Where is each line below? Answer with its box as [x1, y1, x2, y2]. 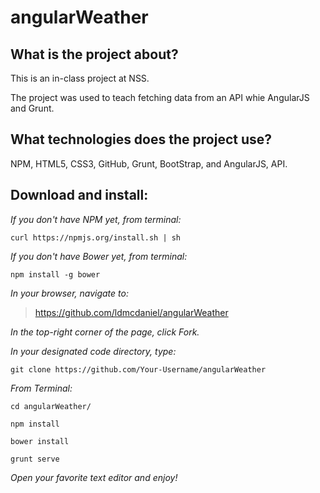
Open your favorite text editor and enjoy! [10, 471, 178, 483]
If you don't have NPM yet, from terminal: [10, 213, 182, 225]
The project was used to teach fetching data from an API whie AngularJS [10, 92, 310, 103]
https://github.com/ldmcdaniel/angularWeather [34, 306, 229, 318]
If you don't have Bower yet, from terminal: [10, 250, 188, 262]
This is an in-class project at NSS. [10, 72, 150, 84]
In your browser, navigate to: [10, 287, 129, 299]
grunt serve [10, 454, 60, 464]
